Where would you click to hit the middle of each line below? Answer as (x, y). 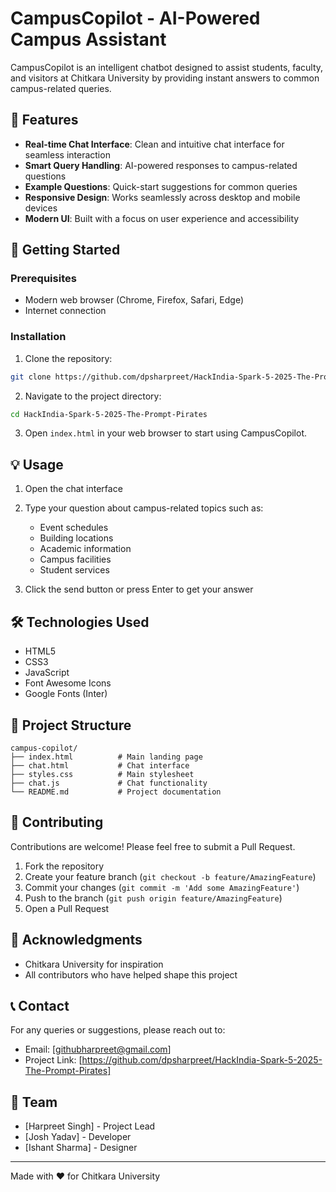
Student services (74, 570)
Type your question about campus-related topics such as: (144, 508)
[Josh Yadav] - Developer (78, 1137)
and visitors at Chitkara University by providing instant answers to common (165, 78)
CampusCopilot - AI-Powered (135, 18)
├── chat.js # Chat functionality (109, 783)
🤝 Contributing (57, 822)
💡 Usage (37, 464)
